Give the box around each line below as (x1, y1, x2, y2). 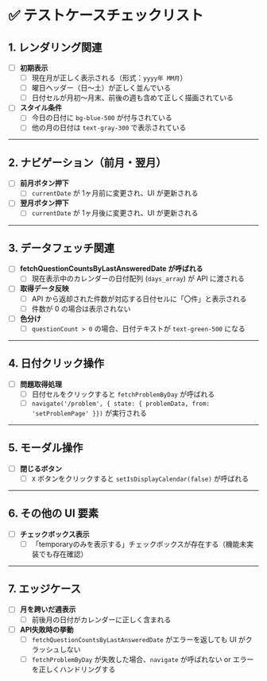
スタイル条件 (19, 103, 62, 113)
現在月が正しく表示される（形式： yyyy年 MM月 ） (31, 73, 188, 83)
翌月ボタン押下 (19, 199, 69, 208)
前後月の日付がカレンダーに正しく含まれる (31, 614, 172, 624)
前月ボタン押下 (19, 179, 69, 188)
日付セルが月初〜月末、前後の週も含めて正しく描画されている (31, 93, 234, 103)
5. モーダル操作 (8, 441, 83, 455)
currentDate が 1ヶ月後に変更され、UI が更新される (31, 208, 199, 218)
